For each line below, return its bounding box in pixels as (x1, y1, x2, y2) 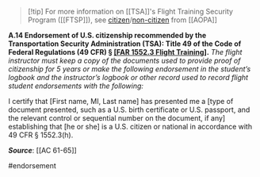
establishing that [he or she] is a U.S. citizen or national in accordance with (8, 122, 252, 131)
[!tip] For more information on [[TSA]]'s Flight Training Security (27, 7, 234, 16)
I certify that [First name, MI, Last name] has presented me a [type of (8, 97, 234, 106)
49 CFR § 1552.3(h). (8, 130, 74, 140)
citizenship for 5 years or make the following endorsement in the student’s (8, 64, 251, 74)
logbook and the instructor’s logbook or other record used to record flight (8, 73, 248, 82)
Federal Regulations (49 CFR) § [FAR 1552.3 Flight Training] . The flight (8, 48, 243, 56)
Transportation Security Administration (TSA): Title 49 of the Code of (8, 39, 242, 48)
